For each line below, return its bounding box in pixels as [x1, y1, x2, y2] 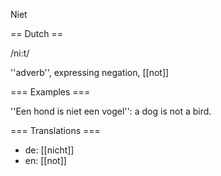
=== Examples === [10, 86, 91, 98]
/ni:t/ [10, 47, 30, 59]
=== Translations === [10, 125, 101, 136]
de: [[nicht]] [24, 144, 75, 156]
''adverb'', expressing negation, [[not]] [10, 67, 170, 78]
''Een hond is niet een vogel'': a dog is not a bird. [10, 105, 212, 117]
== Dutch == [10, 28, 64, 39]
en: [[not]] [24, 155, 67, 166]
